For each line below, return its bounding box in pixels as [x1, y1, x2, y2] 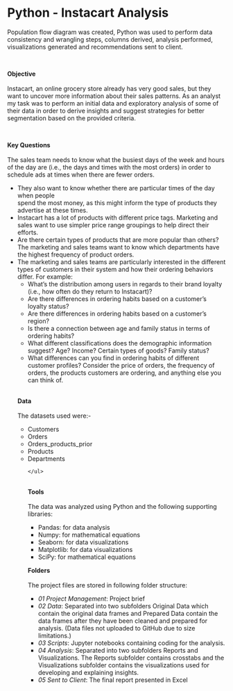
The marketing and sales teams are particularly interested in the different [17, 257, 226, 266]
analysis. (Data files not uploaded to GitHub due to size [37, 624, 196, 632]
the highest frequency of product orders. [17, 250, 135, 259]
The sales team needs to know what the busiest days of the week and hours [7, 155, 225, 164]
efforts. [17, 228, 39, 236]
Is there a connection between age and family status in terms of [27, 324, 210, 332]
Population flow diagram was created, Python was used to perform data [7, 28, 213, 36]
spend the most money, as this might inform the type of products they [17, 198, 217, 206]
